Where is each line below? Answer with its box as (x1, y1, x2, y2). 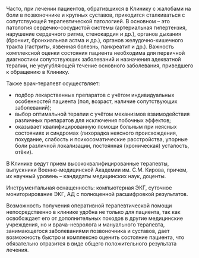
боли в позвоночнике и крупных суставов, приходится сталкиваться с (6, 11, 185, 18)
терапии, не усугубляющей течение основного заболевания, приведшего (6, 62, 194, 69)
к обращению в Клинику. (6, 69, 70, 75)
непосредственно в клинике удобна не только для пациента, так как (6, 209, 181, 215)
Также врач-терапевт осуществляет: (6, 80, 100, 87)
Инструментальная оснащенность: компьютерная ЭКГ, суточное (6, 184, 172, 191)
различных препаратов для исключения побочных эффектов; (14, 117, 171, 124)
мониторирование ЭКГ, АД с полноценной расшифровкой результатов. (6, 191, 188, 197)
